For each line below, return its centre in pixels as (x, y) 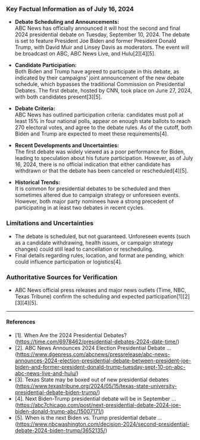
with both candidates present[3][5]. (58, 97)
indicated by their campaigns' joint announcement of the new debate (99, 78)
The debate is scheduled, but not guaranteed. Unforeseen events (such (102, 236)
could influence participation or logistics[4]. (68, 261)
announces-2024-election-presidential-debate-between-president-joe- (103, 361)
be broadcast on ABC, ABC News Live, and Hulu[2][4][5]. (85, 54)
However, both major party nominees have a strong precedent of (94, 201)
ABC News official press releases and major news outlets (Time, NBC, (100, 290)
